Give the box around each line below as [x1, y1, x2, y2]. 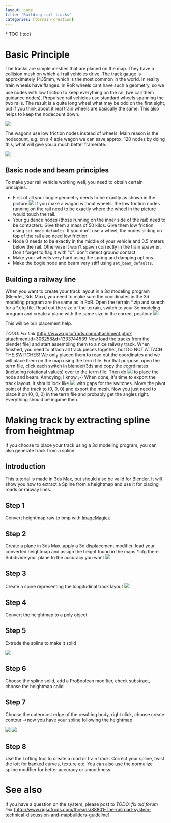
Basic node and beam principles [5, 166, 109, 174]
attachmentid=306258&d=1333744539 [5, 336, 88, 342]
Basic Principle [5, 49, 70, 60]
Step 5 [5, 626, 26, 635]
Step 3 [5, 569, 26, 578]
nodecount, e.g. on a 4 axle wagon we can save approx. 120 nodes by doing [5, 136, 165, 142]
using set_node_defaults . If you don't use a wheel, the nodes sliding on [12, 228, 162, 234]
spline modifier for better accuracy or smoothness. [5, 766, 112, 773]
